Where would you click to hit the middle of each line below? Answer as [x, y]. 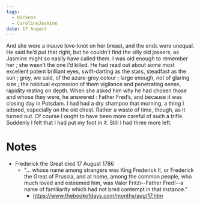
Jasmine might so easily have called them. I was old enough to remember [97, 58]
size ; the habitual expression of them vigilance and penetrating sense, [94, 84]
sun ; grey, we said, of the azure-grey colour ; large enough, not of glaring [98, 78]
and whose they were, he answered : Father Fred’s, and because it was [94, 97]
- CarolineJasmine [35, 23]
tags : [13, 12]
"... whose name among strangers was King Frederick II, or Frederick [109, 170]
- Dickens [24, 17]
